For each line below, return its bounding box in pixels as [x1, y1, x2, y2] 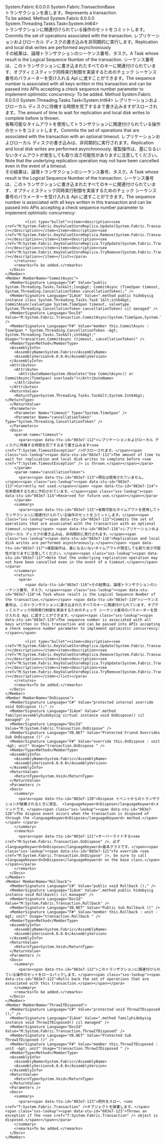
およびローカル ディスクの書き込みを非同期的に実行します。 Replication [13, 39, 158, 45]
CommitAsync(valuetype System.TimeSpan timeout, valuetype [5, 302, 129, 307]
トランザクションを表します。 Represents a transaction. [5, 10, 118, 15]
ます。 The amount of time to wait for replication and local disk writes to [5, 110, 150, 115]
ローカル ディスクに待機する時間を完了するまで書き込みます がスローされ [9, 103, 158, 109]
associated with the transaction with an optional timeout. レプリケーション [5, 134, 156, 139]
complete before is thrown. [5, 115, 60, 121]
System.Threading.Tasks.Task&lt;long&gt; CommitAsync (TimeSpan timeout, [5, 284, 161, 289]
